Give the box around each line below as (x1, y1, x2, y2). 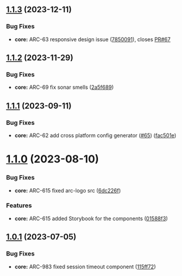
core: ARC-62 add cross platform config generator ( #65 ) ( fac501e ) (14, 132, 177, 139)
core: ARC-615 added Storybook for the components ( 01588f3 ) (14, 215, 168, 222)
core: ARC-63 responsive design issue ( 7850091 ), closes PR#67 (14, 35, 171, 43)
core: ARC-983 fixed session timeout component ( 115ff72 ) (14, 263, 156, 270)
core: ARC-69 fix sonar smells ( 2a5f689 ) (14, 84, 114, 91)
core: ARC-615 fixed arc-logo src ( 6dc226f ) (14, 187, 122, 194)
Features (6, 201, 32, 210)
